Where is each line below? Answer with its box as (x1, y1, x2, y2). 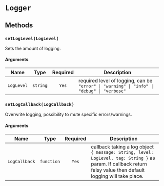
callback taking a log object (91, 143, 154, 150)
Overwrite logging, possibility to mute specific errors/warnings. (5, 111, 132, 118)
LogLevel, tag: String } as (91, 154, 155, 161)
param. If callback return (91, 160, 147, 167)
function (40, 159, 60, 164)
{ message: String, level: (91, 149, 154, 155)
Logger (5, 3, 32, 13)
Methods (5, 21, 33, 29)
